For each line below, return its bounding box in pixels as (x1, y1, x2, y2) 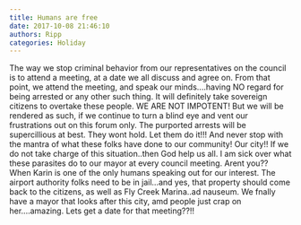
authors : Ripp (9, 30, 63, 39)
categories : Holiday (9, 38, 87, 48)
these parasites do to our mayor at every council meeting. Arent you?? (9, 158, 269, 169)
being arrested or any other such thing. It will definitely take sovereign (9, 91, 268, 102)
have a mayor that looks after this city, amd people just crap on (9, 196, 242, 207)
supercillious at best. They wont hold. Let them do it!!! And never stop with (9, 129, 284, 140)
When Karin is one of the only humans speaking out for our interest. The (9, 168, 276, 178)
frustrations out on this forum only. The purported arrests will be (9, 120, 246, 131)
